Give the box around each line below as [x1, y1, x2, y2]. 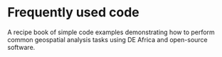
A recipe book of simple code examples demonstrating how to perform [7, 28, 215, 36]
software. [7, 43, 36, 51]
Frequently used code [7, 4, 140, 21]
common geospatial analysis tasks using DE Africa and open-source [7, 35, 208, 43]
